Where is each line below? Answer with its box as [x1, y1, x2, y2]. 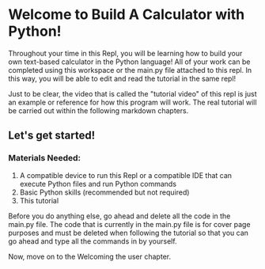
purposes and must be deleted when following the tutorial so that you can [8, 228, 249, 237]
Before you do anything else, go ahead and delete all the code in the [8, 211, 231, 221]
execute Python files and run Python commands [19, 179, 176, 188]
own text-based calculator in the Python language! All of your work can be [8, 57, 251, 66]
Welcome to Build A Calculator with [8, 6, 245, 24]
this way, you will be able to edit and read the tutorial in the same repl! [8, 74, 237, 83]
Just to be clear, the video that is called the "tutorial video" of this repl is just [8, 89, 257, 98]
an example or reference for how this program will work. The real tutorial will [8, 97, 257, 107]
